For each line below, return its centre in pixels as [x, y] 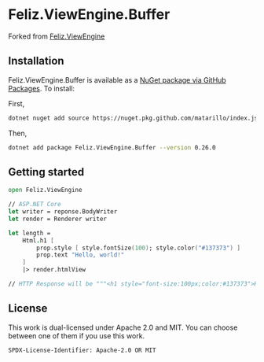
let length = [29, 233]
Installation [36, 61]
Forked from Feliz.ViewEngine [57, 36]
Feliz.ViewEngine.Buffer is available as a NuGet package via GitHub [117, 79]
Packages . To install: [42, 88]
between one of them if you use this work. [77, 335]
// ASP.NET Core [35, 205]
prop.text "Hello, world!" [81, 255]
